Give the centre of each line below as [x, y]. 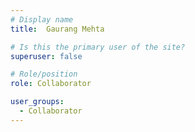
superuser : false [46, 56]
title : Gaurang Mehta [57, 29]
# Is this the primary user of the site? [98, 47]
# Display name [42, 19]
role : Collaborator [51, 84]
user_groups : [37, 102]
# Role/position [44, 74]
